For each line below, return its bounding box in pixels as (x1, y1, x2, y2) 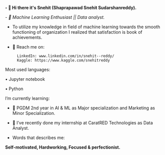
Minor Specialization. (12, 110, 55, 116)
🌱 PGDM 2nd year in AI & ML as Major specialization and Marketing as (12, 105, 155, 111)
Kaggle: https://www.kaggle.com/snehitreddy (17, 58, 110, 63)
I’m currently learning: (5, 96, 50, 101)
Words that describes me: (12, 135, 65, 141)
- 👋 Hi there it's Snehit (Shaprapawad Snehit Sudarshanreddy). (5, 5, 137, 10)
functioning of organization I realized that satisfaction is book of (12, 29, 142, 35)
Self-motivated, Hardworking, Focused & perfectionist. (5, 144, 121, 150)
